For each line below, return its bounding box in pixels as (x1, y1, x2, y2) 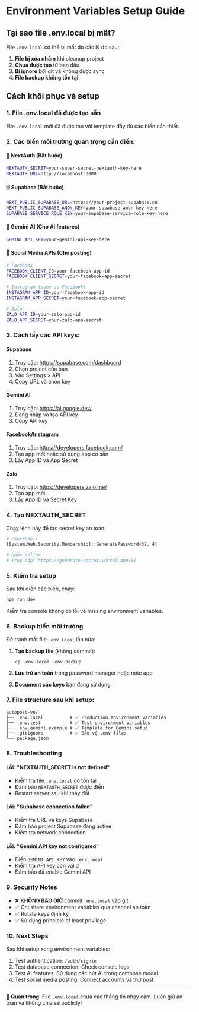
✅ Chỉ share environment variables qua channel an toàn (14, 903, 151, 910)
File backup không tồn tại (14, 74, 79, 81)
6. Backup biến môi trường (6, 622, 84, 631)
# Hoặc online (6, 552, 41, 558)
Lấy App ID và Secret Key (14, 496, 77, 503)
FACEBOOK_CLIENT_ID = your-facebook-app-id (6, 268, 110, 274)
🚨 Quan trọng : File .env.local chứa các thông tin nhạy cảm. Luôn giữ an (6, 993, 183, 1000)
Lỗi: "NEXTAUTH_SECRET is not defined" (6, 764, 110, 771)
